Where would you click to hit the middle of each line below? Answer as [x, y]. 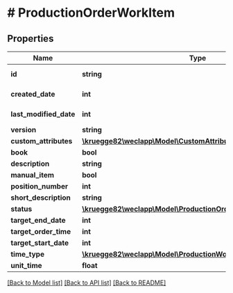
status [21, 209]
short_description [41, 198]
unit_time [27, 266]
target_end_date [38, 220]
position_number [39, 186]
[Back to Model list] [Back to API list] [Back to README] [87, 283]
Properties [31, 39]
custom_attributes [42, 141]
